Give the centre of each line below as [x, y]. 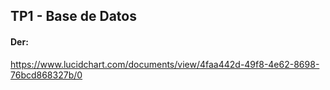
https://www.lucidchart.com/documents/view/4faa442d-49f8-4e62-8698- [165, 64]
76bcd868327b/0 [46, 75]
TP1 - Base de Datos [73, 16]
